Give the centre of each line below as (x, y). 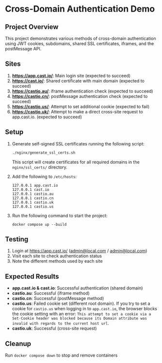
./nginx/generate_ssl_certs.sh (44, 153)
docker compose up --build (39, 224)
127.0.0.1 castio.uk (33, 202)
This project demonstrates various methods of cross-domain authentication (81, 38)
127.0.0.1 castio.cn (33, 198)
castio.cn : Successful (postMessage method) (58, 299)
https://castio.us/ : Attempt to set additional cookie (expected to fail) (81, 106)
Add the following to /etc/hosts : (44, 176)
